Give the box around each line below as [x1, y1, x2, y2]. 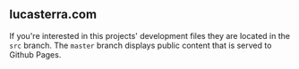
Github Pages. [9, 49, 62, 60]
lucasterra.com [9, 7, 97, 22]
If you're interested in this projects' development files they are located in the [9, 30, 291, 41]
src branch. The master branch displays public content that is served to [9, 40, 272, 50]
